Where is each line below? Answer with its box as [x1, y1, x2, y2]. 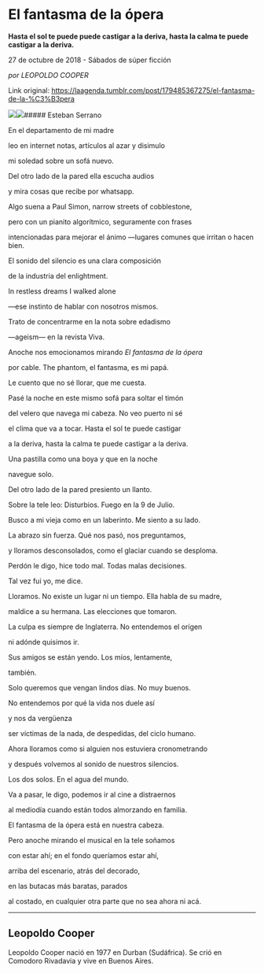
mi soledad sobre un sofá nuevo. [8, 156, 114, 165]
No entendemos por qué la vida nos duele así [8, 698, 155, 708]
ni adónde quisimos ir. [8, 637, 80, 646]
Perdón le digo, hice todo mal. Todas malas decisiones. [8, 560, 187, 570]
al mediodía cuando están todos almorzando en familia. [8, 805, 187, 814]
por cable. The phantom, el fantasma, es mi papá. [8, 362, 169, 372]
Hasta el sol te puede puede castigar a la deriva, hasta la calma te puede [8, 31, 249, 41]
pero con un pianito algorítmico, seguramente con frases [8, 216, 192, 226]
